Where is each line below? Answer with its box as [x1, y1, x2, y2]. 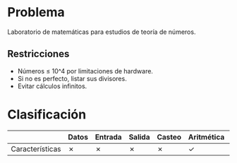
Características [11, 144, 61, 154]
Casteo [157, 132, 182, 142]
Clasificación [7, 107, 87, 122]
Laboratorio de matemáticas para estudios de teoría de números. [7, 28, 196, 36]
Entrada [95, 132, 122, 142]
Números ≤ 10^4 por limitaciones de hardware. [17, 66, 154, 75]
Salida [128, 132, 150, 142]
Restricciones [7, 48, 70, 60]
